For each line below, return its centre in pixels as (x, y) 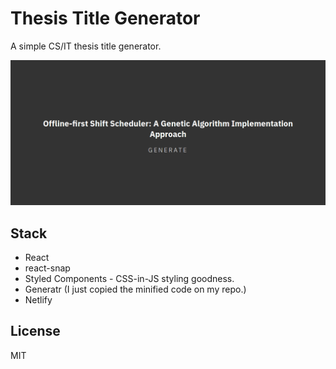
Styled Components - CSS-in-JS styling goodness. (129, 279)
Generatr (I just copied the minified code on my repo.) (135, 289)
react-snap (47, 268)
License (35, 331)
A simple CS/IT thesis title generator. (86, 46)
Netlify (38, 300)
